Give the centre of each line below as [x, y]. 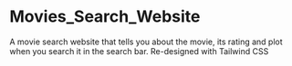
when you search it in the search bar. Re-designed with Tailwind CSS [139, 51]
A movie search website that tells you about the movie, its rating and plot [146, 42]
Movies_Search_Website [105, 17]
